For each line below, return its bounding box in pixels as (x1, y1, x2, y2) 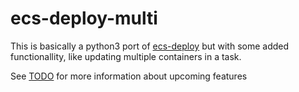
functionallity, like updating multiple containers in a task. (10, 50, 242, 62)
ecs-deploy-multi (10, 7, 158, 30)
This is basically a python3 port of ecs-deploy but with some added (10, 40, 290, 52)
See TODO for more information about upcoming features (10, 70, 248, 82)
